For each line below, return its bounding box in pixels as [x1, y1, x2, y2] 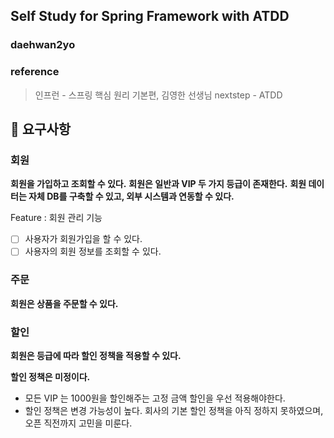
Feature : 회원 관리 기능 [10, 212, 103, 224]
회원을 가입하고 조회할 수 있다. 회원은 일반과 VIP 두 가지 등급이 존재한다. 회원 [10, 178, 307, 190]
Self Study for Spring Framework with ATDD [10, 8, 290, 25]
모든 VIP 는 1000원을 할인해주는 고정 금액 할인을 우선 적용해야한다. [24, 392, 286, 404]
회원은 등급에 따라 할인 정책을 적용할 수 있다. [10, 350, 182, 362]
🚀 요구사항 [10, 121, 72, 138]
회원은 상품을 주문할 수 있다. [10, 297, 119, 309]
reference [10, 65, 60, 79]
